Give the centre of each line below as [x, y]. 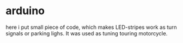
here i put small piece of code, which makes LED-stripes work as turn [91, 27]
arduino [25, 11]
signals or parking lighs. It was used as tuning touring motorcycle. [87, 33]
